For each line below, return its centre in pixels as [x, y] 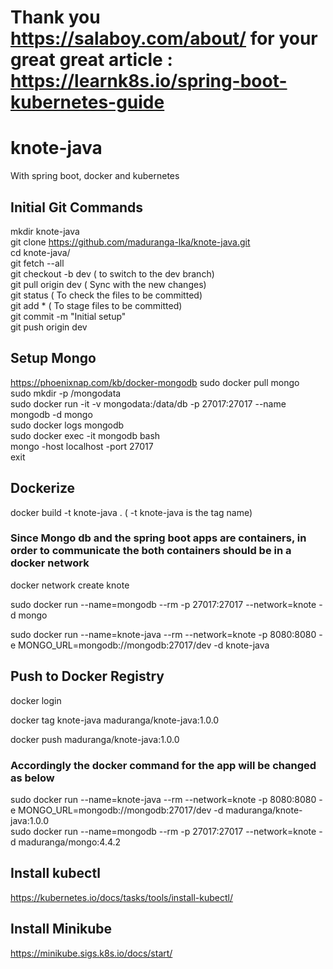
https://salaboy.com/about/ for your [164, 38]
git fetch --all [37, 263]
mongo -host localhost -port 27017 [82, 446]
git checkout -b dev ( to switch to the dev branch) [112, 273]
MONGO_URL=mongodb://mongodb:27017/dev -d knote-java [144, 645]
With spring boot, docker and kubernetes [95, 176]
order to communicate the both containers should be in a [151, 551]
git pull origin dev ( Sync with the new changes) [108, 284]
